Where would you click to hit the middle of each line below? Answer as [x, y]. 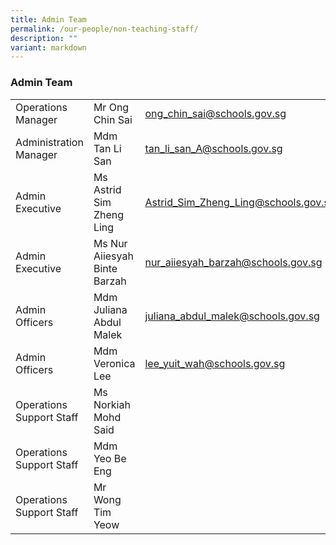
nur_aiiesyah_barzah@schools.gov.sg [233, 262]
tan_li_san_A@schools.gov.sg [213, 148]
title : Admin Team [48, 19]
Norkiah [112, 404]
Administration [49, 142]
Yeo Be [110, 458]
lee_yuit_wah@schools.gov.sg [215, 363]
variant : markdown [48, 47]
